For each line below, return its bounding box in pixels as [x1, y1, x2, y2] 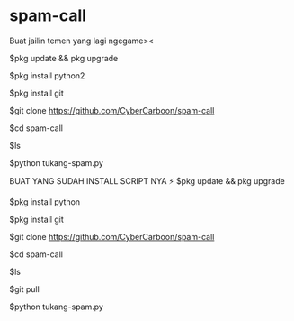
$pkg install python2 [9, 69, 85, 81]
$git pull [9, 283, 40, 294]
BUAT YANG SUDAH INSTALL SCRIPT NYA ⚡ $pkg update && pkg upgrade [9, 175, 285, 186]
